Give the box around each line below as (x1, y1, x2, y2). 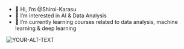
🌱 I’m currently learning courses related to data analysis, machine (14, 19, 178, 25)
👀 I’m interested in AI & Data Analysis (14, 12, 107, 19)
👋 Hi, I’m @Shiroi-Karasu (14, 6, 77, 13)
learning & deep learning (14, 24, 77, 32)
